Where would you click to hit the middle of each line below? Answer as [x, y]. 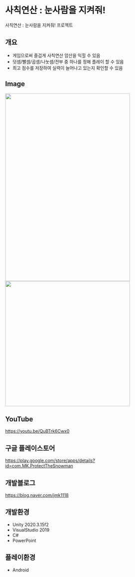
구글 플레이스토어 [30, 448]
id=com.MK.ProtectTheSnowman [39, 466]
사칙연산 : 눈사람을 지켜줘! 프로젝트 [39, 25]
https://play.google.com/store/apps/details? [50, 460]
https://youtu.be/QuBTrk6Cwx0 [37, 431]
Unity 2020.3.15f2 [30, 524]
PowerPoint [24, 540]
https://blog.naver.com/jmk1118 [37, 495]
